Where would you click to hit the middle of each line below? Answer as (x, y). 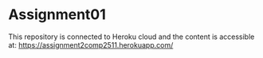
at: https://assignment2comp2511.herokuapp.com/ (91, 44)
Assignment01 (57, 15)
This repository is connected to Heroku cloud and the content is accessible (131, 37)
